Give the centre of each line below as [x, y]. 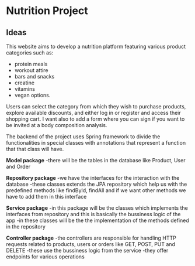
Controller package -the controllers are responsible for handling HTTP [91, 238]
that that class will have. [35, 149]
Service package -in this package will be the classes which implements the [97, 208]
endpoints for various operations [45, 257]
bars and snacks [34, 76]
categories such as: [30, 53]
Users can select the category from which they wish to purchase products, [96, 106]
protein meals [31, 64]
